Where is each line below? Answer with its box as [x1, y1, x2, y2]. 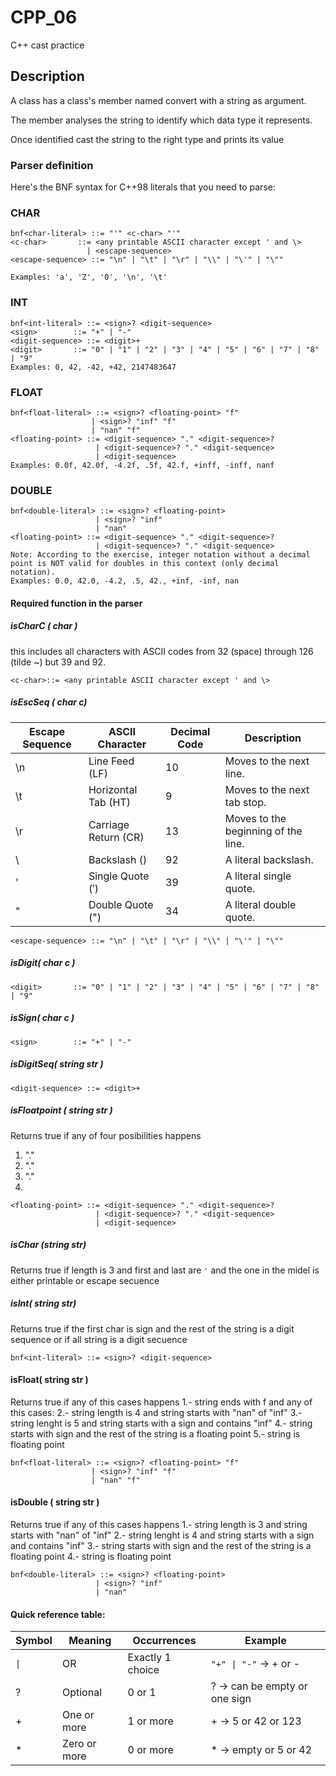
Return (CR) [88, 830, 145, 844]
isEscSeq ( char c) [10, 696, 88, 708]
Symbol [15, 1634, 53, 1648]
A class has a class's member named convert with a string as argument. [10, 94, 307, 106]
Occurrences [132, 1634, 197, 1648]
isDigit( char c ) [10, 957, 76, 969]
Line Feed [88, 754, 135, 768]
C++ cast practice [10, 39, 85, 51]
